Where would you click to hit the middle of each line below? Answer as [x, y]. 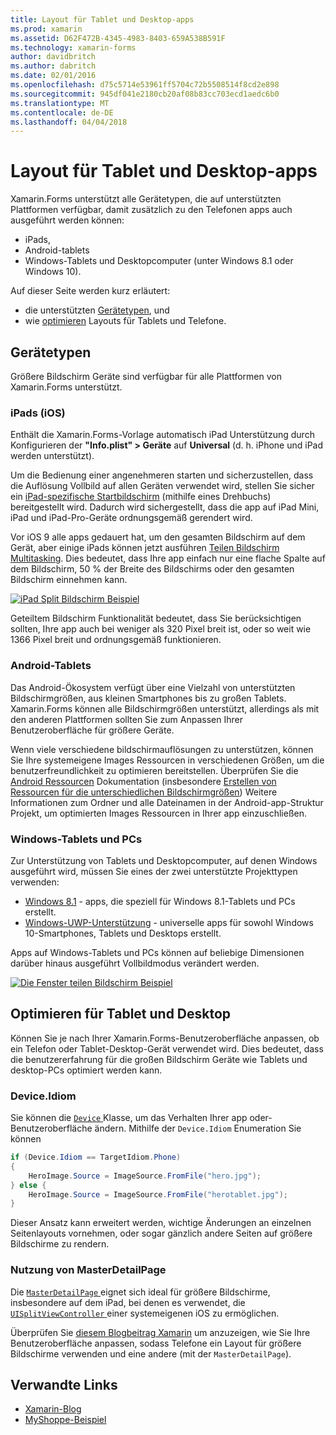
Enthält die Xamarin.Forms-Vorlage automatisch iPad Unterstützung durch [162, 435]
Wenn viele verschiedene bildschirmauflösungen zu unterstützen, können [162, 749]
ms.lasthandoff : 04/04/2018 [69, 122]
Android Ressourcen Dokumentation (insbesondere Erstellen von [143, 781]
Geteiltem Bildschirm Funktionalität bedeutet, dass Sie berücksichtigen [156, 618]
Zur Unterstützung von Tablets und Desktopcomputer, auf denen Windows [164, 860]
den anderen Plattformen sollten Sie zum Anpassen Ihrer [126, 719]
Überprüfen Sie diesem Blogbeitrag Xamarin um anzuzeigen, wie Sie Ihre [160, 1332]
